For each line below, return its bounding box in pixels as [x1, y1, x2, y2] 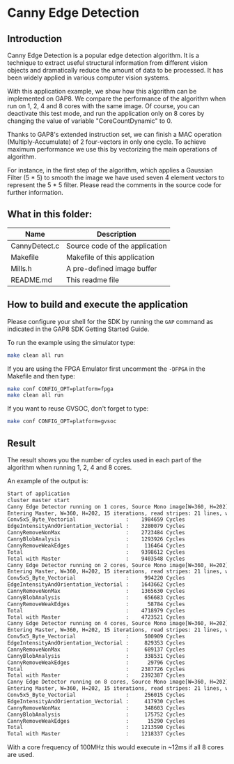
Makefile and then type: [7, 372, 75, 380]
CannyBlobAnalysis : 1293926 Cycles [7, 536, 186, 543]
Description [96, 229, 137, 239]
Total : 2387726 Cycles [7, 666, 186, 673]
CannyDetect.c [10, 241, 60, 251]
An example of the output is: [7, 476, 88, 485]
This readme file [65, 274, 120, 284]
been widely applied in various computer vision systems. [7, 73, 171, 82]
